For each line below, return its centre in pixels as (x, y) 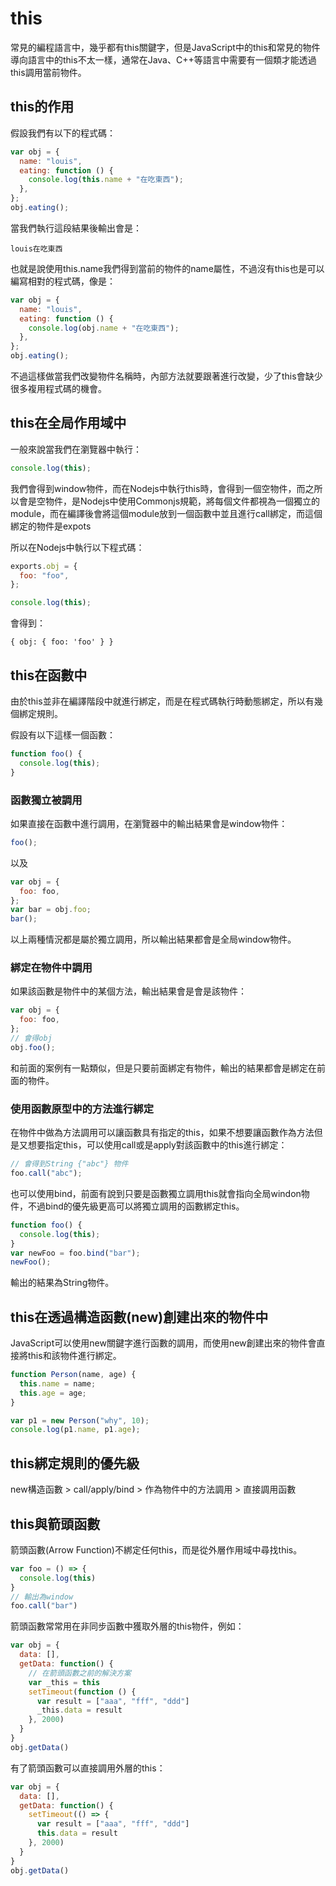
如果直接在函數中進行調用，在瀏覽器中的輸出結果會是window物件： (149, 823)
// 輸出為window (42, 1597)
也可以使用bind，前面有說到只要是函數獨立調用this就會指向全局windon (156, 1193)
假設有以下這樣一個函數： (63, 735)
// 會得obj (31, 1038)
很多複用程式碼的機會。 (58, 388)
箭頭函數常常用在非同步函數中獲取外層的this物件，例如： (127, 1626)
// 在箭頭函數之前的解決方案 (80, 1673)
